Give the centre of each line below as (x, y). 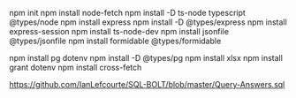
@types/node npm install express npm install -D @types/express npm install (148, 22)
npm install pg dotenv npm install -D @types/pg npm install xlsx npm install (146, 58)
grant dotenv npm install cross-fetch (76, 67)
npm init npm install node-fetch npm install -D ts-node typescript (127, 13)
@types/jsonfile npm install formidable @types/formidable (115, 41)
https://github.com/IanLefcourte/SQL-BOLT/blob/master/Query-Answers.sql (147, 84)
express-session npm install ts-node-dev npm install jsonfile (119, 31)
